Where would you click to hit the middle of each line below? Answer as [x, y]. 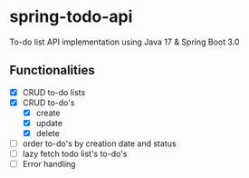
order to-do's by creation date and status [99, 143]
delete [48, 133]
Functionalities [52, 70]
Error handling [49, 164]
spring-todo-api [71, 17]
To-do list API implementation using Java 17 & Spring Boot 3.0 [124, 42]
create [48, 113]
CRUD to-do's [48, 103]
